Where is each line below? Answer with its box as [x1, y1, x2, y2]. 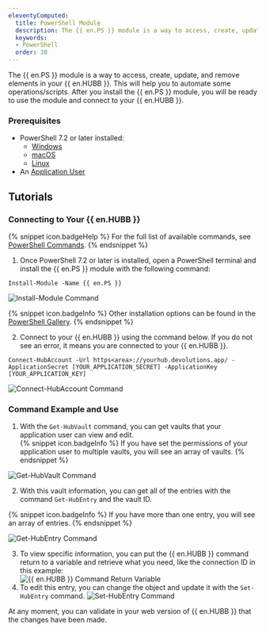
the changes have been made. [8, 615, 108, 625]
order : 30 [15, 48, 47, 56]
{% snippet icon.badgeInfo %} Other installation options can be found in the [8, 308, 256, 318]
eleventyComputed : [8, 11, 69, 20]
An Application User [19, 167, 85, 177]
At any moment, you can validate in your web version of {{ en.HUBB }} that [8, 607, 252, 616]
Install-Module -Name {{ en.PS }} [8, 279, 123, 287]
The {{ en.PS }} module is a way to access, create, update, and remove [8, 71, 240, 79]
